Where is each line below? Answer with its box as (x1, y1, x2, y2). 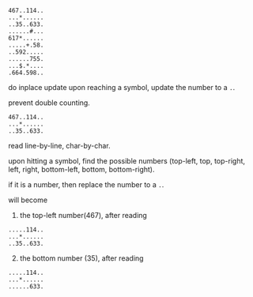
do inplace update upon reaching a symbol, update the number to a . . (8, 83, 236, 92)
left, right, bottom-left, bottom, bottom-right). (8, 165, 156, 174)
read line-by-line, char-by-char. (8, 141, 111, 150)
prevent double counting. (8, 98, 91, 107)
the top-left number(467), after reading (19, 211, 148, 220)
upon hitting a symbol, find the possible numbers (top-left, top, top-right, (8, 156, 246, 165)
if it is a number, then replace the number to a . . (8, 180, 164, 189)
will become (8, 195, 48, 205)
